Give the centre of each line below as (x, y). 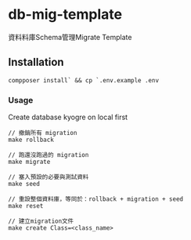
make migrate (29, 162)
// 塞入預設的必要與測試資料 (49, 177)
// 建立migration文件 (41, 221)
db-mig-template (65, 15)
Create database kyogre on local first (68, 117)
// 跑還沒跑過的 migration (49, 155)
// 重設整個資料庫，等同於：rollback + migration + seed (96, 199)
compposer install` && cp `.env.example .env (83, 80)
